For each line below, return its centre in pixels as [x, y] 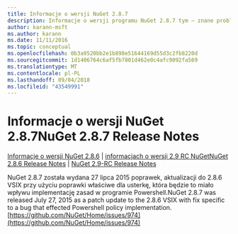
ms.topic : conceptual [39, 47]
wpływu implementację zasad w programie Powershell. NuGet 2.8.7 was [112, 193]
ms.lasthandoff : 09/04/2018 [49, 80]
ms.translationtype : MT [42, 67]
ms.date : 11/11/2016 [38, 40]
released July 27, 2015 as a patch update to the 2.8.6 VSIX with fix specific [116, 200]
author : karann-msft [38, 27]
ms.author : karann [34, 34]
